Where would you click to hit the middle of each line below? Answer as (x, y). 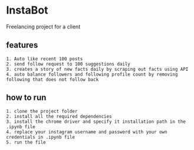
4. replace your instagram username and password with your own (87, 132)
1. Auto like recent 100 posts (45, 59)
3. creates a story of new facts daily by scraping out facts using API (97, 69)
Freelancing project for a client (43, 27)
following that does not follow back (52, 79)
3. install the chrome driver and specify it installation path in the (96, 122)
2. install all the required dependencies (59, 116)
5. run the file (26, 142)
